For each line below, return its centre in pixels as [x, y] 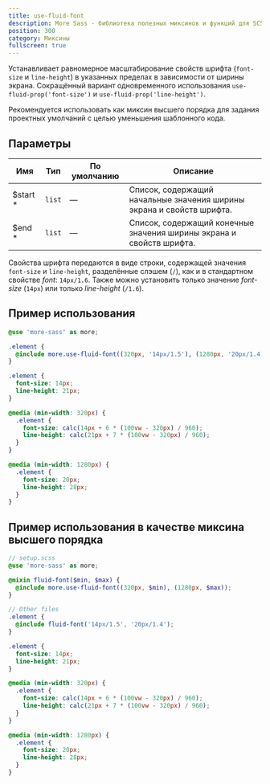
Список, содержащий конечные [192, 223]
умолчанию [95, 176]
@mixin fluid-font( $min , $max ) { [64, 580]
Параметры [40, 143]
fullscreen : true [37, 46]
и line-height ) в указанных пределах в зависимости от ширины [135, 77]
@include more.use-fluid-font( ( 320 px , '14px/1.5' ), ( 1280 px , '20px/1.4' [140, 354]
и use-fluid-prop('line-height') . [149, 94]
